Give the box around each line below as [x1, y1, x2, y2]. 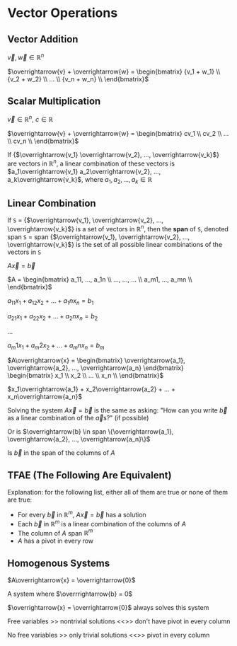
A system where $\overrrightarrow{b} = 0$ [7, 589, 133, 599]
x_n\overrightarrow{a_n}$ [7, 393, 83, 401]
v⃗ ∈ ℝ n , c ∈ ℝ [7, 114, 54, 124]
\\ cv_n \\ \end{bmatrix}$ [7, 137, 79, 146]
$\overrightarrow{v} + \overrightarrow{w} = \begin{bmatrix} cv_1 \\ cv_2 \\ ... [7, 129, 229, 138]
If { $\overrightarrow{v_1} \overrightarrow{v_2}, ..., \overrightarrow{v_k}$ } [7, 151, 220, 159]
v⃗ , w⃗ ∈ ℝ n [7, 52, 45, 62]
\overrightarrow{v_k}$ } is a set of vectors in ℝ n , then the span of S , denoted [7, 224, 229, 233]
